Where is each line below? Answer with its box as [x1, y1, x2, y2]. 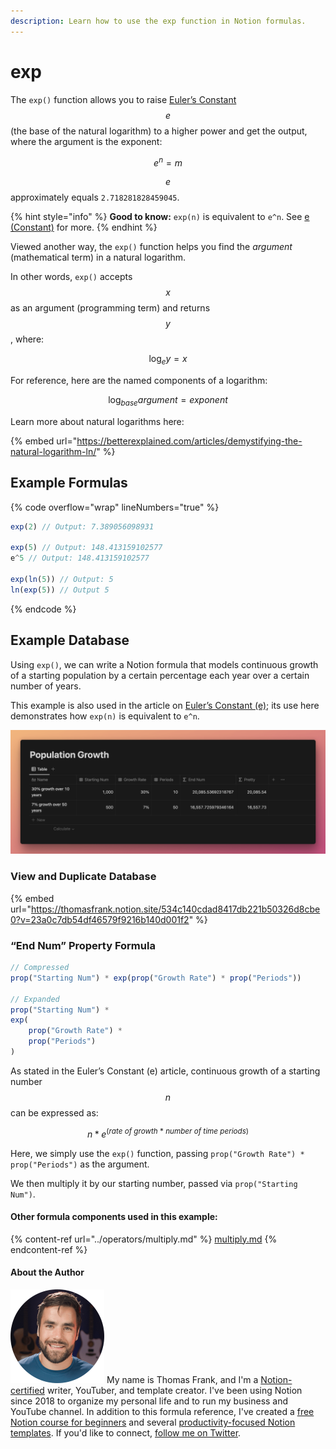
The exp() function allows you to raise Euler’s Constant [10, 93, 237, 105]
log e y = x [148, 353, 188, 367]
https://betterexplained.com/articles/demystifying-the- [76, 435, 303, 447]
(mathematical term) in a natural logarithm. [10, 251, 187, 264]
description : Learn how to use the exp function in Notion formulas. [10, 16, 307, 26]
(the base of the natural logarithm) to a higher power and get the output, [10, 125, 308, 137]
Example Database [10, 632, 130, 649]
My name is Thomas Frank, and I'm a [106, 1373, 259, 1385]
